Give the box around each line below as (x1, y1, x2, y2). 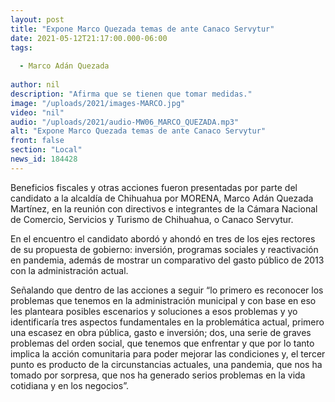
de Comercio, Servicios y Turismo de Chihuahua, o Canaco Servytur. (10, 213, 294, 225)
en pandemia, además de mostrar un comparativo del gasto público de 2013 (10, 254, 325, 266)
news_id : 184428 (10, 154, 78, 164)
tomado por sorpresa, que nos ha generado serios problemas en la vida (10, 369, 306, 381)
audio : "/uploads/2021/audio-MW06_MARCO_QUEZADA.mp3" (10, 117, 240, 127)
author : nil (10, 80, 60, 90)
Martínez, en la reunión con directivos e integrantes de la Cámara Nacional (10, 202, 318, 215)
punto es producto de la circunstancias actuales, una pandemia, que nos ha (10, 358, 323, 370)
